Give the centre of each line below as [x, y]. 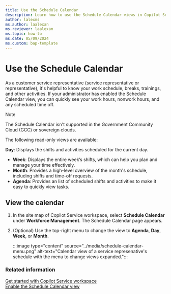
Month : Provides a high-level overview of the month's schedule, [80, 170]
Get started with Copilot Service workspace [51, 281]
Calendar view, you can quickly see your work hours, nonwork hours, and [82, 99]
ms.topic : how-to [24, 34]
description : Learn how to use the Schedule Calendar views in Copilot [83, 15]
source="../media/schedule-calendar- [104, 245]
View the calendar [35, 203]
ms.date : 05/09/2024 [27, 39]
